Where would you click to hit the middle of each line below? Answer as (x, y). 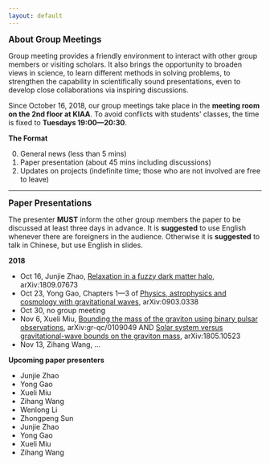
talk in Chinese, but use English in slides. (76, 245)
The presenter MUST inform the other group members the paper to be (125, 219)
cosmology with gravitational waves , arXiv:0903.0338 (109, 301)
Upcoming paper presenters (56, 360)
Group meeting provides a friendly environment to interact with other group (133, 55)
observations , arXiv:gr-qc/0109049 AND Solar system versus (121, 327)
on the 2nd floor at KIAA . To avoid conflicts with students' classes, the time (134, 114)
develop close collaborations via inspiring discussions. (98, 90)
